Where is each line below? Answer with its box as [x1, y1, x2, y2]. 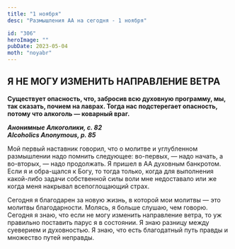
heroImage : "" [7, 36, 50, 43]
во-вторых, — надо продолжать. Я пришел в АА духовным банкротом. [7, 159, 222, 168]
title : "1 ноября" [7, 10, 62, 18]
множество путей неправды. [7, 233, 95, 241]
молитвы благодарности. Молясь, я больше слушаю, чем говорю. [7, 203, 208, 212]
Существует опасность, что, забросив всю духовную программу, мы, [7, 94, 227, 103]
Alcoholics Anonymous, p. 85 [7, 130, 96, 139]
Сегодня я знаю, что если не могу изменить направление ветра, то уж [7, 210, 222, 219]
